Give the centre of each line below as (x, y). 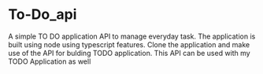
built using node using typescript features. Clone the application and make (129, 44)
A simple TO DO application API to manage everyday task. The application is (132, 36)
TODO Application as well (50, 61)
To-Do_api (43, 15)
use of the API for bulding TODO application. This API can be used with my (129, 53)
